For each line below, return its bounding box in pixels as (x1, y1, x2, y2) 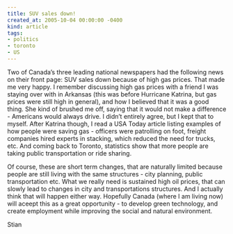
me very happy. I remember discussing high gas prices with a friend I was (7, 83, 219, 91)
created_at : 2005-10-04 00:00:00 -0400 (7, 17, 123, 24)
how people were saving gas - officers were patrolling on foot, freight (7, 126, 207, 135)
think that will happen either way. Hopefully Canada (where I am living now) (7, 192, 224, 200)
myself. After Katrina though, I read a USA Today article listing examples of (7, 119, 221, 128)
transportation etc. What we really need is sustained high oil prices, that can (7, 177, 225, 185)
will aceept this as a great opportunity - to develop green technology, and (7, 199, 218, 208)
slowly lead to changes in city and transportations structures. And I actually (7, 185, 223, 193)
